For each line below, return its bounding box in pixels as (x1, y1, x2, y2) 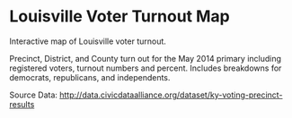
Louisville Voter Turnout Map (9, 6, 231, 27)
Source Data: (9, 89, 58, 100)
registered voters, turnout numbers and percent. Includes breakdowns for (9, 63, 282, 73)
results (9, 98, 35, 109)
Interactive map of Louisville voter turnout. (9, 36, 166, 46)
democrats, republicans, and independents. (9, 72, 171, 82)
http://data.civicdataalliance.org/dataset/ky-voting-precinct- (59, 89, 283, 100)
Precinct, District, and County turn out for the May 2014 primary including (9, 53, 281, 63)
